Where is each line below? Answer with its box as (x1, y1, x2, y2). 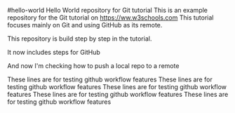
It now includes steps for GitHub (7, 48, 100, 56)
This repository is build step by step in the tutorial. (7, 34, 152, 43)
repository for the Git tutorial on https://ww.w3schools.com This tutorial (7, 13, 214, 22)
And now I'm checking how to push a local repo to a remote (7, 62, 180, 69)
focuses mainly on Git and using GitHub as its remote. (7, 21, 163, 29)
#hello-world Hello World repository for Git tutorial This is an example (7, 6, 208, 14)
